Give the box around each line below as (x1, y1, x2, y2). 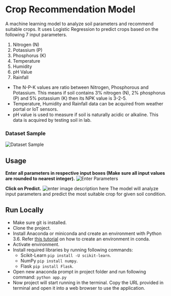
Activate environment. (12, 241, 60, 247)
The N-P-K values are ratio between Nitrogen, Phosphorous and (12, 84, 149, 90)
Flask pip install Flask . (20, 263, 73, 269)
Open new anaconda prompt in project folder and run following (12, 268, 146, 274)
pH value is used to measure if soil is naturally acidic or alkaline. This (12, 112, 159, 118)
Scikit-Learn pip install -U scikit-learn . (20, 252, 111, 258)
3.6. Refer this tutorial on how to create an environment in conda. (12, 235, 150, 242)
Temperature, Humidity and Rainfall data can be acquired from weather (12, 100, 163, 106)
